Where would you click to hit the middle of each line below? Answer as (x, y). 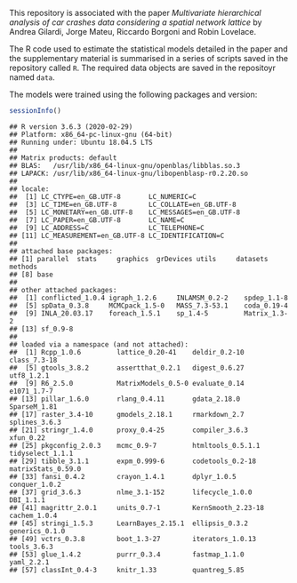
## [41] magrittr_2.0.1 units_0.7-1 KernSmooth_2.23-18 (137, 507)
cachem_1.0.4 (33, 515)
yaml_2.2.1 (29, 562)
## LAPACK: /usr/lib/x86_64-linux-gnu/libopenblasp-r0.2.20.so (129, 173)
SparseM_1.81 (33, 407)
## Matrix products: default (63, 158)
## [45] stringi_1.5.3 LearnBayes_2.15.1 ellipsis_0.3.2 (129, 523)
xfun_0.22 (28, 438)
